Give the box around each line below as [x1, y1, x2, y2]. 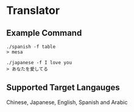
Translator [6, 4, 60, 18]
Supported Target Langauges [6, 82, 120, 93]
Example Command [6, 28, 82, 38]
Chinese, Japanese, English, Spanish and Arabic [6, 98, 128, 106]
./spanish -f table [6, 44, 56, 50]
